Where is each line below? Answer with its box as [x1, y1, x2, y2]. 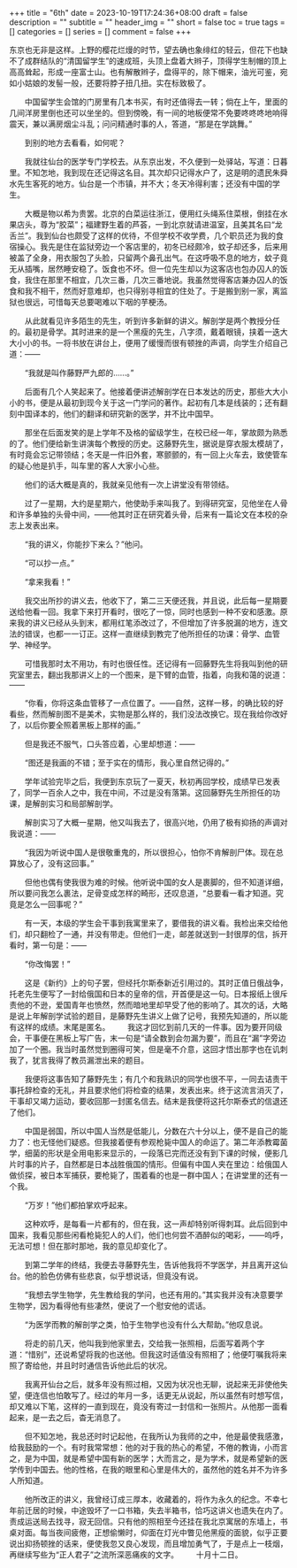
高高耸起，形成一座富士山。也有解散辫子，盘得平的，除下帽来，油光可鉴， [9, 66, 280, 77]
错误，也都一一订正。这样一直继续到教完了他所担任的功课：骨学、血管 [24, 628, 280, 639]
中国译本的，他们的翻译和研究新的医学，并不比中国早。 [16, 409, 218, 419]
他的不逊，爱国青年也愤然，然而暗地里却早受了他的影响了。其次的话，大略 [16, 1000, 288, 1010]
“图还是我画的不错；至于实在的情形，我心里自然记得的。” [24, 757, 230, 768]
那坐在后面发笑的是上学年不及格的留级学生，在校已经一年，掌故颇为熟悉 [24, 427, 288, 437]
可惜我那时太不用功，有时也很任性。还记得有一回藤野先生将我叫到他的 [24, 658, 280, 669]
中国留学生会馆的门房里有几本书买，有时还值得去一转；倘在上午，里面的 [24, 96, 288, 107]
